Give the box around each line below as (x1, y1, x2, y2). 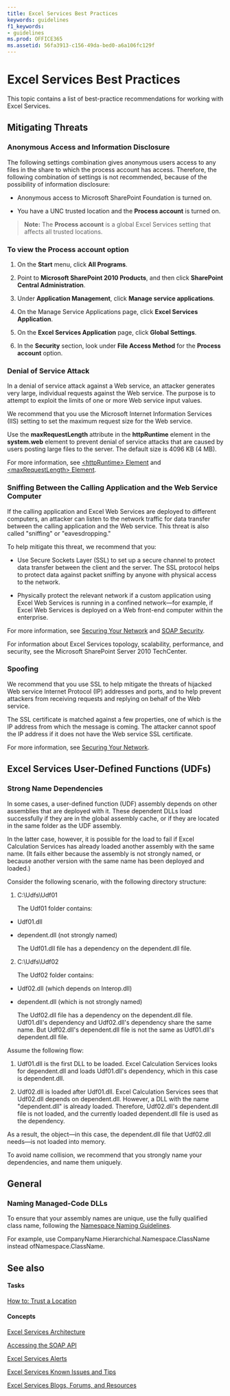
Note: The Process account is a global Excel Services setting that (23, 220, 211, 228)
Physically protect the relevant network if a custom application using (16, 591, 211, 599)
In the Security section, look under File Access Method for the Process (16, 342, 221, 350)
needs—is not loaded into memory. (7, 1137, 106, 1145)
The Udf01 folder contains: (16, 904, 93, 913)
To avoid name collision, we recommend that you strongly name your (7, 1151, 203, 1159)
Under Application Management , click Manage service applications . (16, 294, 215, 302)
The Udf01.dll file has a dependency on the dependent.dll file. (16, 944, 192, 952)
